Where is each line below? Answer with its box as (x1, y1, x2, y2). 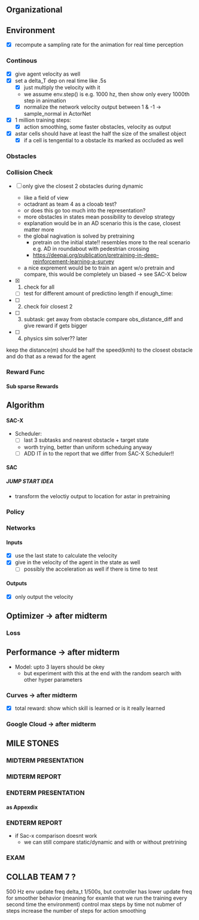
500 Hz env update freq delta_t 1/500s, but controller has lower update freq (6, 888, 192, 895)
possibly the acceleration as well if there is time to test (23, 565, 158, 573)
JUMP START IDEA (6, 477, 54, 485)
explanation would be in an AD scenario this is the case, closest (23, 220, 181, 227)
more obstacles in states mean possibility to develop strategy (23, 213, 175, 221)
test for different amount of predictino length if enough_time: (23, 290, 173, 297)
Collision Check (6, 168, 53, 176)
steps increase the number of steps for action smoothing (6, 907, 146, 914)
